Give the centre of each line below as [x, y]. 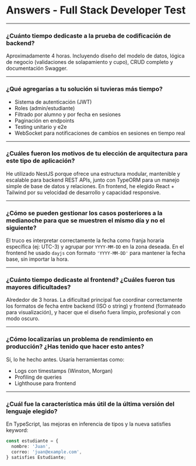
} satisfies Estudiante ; [36, 457]
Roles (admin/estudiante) [45, 108]
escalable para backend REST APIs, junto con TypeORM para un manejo [93, 180]
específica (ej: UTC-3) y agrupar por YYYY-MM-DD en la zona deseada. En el [95, 247]
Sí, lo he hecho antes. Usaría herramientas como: [65, 359]
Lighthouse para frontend [45, 383]
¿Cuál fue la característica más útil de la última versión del [90, 404]
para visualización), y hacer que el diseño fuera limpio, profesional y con [93, 312]
